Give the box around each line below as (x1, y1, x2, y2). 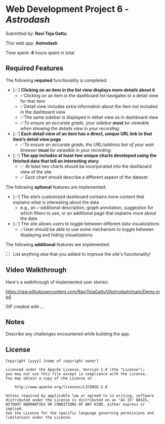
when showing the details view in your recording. (20, 125, 121, 131)
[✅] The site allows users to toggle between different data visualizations (12, 220, 160, 226)
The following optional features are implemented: (5, 184, 107, 190)
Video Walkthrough (5, 266, 67, 274)
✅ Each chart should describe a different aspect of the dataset (20, 174, 148, 180)
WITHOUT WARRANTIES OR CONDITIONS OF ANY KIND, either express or (5, 402, 145, 407)
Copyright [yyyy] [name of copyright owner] (5, 358, 99, 363)
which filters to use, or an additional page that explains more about (20, 210, 157, 216)
